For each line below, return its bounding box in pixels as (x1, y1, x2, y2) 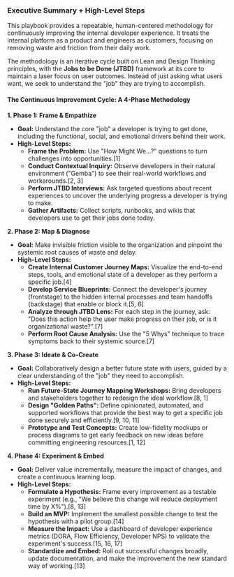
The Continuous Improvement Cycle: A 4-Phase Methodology (7, 95, 191, 103)
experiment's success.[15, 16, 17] (27, 539, 123, 548)
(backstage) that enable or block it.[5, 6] (27, 299, 145, 308)
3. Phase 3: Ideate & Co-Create (7, 350, 99, 359)
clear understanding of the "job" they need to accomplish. (17, 371, 185, 380)
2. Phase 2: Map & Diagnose (7, 227, 90, 235)
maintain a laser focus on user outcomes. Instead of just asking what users (7, 72, 223, 80)
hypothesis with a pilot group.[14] (27, 517, 124, 525)
